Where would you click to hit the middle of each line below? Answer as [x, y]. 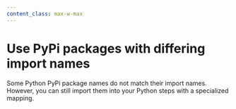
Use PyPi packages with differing [106, 48]
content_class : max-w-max [45, 14]
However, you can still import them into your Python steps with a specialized [118, 90]
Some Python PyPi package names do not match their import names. [107, 83]
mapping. [20, 98]
